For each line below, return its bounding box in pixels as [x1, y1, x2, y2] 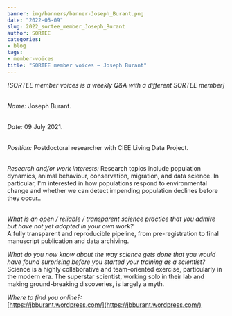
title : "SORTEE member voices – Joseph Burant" [7, 62, 148, 69]
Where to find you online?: [7, 293, 82, 301]
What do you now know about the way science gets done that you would [7, 250, 216, 258]
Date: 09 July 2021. [7, 122, 63, 131]
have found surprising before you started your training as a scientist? [7, 258, 206, 266]
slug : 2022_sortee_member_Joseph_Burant [7, 23, 126, 30]
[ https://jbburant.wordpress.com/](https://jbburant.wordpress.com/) [7, 300, 202, 309]
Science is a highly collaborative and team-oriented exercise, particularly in [7, 265, 222, 273]
